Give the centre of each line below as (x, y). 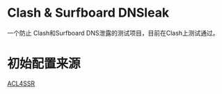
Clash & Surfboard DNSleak (88, 13)
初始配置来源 (44, 64)
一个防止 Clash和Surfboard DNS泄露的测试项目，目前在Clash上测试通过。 (113, 33)
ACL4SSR (21, 83)
